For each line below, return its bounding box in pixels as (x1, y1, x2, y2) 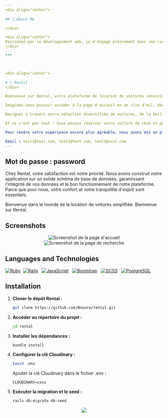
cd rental (12, 323, 33, 329)
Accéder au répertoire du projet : (12, 314, 82, 320)
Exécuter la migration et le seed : (12, 388, 82, 395)
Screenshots (5, 221, 46, 230)
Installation (5, 282, 41, 290)
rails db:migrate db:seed (12, 398, 66, 403)
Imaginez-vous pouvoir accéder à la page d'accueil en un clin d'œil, (5, 103, 155, 108)
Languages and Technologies (5, 254, 99, 263)
